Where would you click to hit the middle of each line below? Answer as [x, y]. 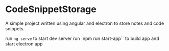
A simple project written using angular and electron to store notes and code [85, 23]
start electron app [24, 43]
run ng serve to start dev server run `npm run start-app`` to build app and [82, 38]
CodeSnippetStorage [51, 9]
